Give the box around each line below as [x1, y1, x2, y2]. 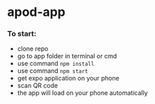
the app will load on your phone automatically [17, 89, 148, 97]
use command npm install [17, 60, 95, 68]
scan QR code [17, 81, 58, 90]
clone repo [17, 44, 49, 53]
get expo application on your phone [17, 74, 120, 83]
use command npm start [17, 67, 88, 75]
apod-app [7, 4, 66, 20]
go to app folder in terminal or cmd [17, 52, 117, 60]
